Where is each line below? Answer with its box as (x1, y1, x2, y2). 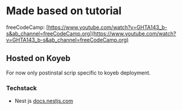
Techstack (6, 84, 37, 92)
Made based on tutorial (6, 4, 122, 18)
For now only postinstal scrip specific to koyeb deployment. (6, 69, 151, 76)
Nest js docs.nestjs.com (14, 98, 74, 105)
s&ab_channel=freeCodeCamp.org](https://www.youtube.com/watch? (6, 30, 177, 37)
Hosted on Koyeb (6, 53, 71, 63)
